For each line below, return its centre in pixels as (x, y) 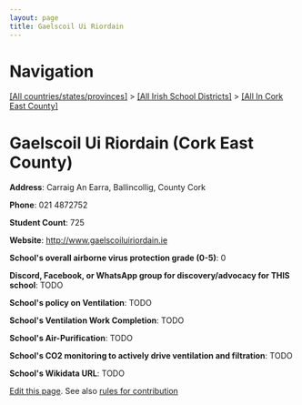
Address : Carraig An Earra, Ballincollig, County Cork (108, 187)
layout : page (34, 18)
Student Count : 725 (47, 223)
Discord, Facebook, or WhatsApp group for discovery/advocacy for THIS (150, 276)
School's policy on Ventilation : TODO (81, 303)
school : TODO (36, 285)
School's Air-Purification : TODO (71, 339)
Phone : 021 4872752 (49, 205)
